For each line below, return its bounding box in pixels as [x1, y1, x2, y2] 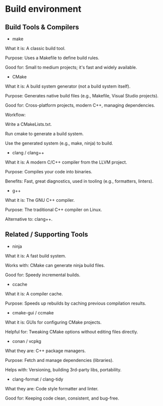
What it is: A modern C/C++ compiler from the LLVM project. [5, 159, 127, 165]
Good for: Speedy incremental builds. [5, 272, 81, 278]
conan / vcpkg [12, 338, 42, 344]
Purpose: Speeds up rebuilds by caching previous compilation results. [5, 300, 146, 306]
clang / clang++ [12, 150, 45, 155]
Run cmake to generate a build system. [5, 131, 84, 137]
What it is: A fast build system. [5, 253, 67, 259]
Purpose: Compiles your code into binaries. [5, 169, 93, 174]
